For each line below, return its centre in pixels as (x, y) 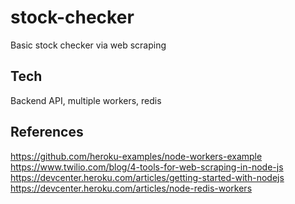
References (47, 132)
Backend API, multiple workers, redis (86, 100)
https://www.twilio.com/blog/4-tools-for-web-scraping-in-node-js (147, 167)
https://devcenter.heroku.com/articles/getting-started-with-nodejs (147, 177)
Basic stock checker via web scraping (88, 45)
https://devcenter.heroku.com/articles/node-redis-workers (131, 188)
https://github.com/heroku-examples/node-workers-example (136, 156)
